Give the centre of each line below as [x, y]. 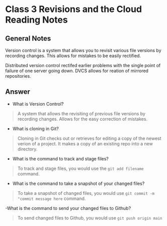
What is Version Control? [38, 104]
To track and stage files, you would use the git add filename [80, 168]
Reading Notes [37, 20]
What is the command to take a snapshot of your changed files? [78, 183]
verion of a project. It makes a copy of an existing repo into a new [85, 143]
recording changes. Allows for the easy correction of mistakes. [82, 119]
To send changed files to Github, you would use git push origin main [90, 218]
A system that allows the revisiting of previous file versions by [81, 113]
